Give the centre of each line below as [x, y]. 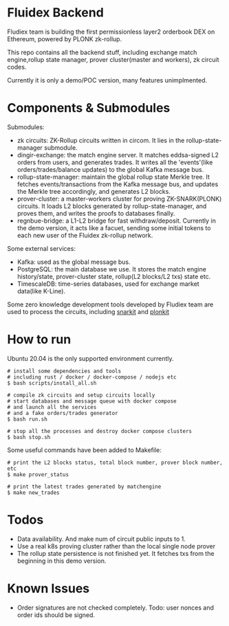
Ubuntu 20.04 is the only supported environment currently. [90, 358]
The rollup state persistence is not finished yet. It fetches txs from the [116, 553]
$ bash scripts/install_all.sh [52, 383]
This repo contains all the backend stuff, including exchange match [102, 52]
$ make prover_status [38, 474]
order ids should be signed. [56, 615]
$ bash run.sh [28, 419]
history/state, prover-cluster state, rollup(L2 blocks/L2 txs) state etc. [114, 276]
